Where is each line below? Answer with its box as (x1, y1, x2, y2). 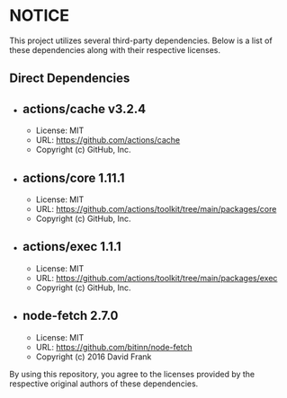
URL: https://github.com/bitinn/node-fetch (35, 341, 193, 352)
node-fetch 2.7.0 (22, 308, 119, 323)
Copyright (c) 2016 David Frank (35, 351, 152, 362)
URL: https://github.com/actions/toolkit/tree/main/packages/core (35, 203, 277, 214)
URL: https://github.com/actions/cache (35, 135, 181, 146)
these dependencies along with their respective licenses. (9, 44, 221, 55)
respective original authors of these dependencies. (9, 378, 199, 389)
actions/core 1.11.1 (22, 170, 125, 185)
